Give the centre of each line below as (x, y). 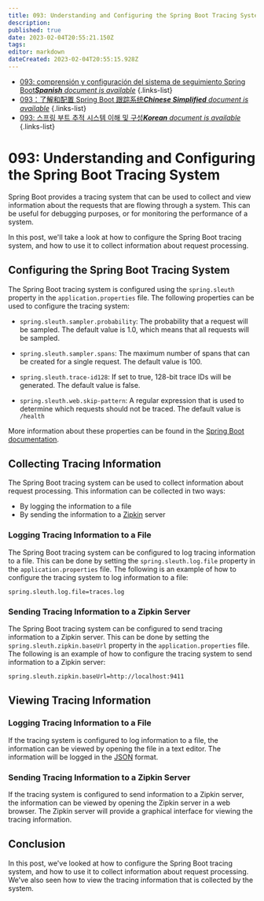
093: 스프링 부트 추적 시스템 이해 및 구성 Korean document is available (130, 117)
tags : (17, 45)
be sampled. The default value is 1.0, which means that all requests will (134, 329)
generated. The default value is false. (80, 385)
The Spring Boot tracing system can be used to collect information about (126, 483)
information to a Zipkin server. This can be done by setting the (109, 637)
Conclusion (37, 844)
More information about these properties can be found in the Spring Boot (126, 430)
